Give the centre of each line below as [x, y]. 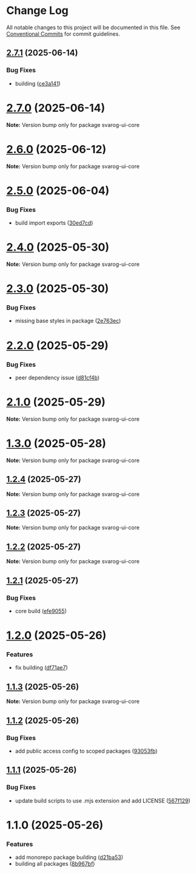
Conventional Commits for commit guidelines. [63, 33]
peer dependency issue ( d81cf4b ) [57, 378]
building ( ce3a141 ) [38, 83]
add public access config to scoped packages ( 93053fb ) [86, 751]
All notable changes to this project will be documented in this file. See [93, 27]
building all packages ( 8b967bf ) [55, 864]
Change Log [37, 11]
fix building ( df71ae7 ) [41, 668]
